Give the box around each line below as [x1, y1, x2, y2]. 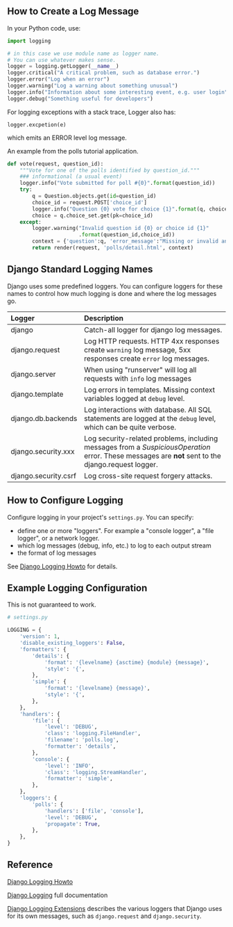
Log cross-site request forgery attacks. [84, 470, 213, 480]
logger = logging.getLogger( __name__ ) [7, 63, 119, 70]
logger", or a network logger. [17, 534, 100, 542]
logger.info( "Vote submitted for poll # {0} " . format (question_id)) [19, 180, 216, 187]
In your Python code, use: [7, 24, 81, 32]
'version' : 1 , [19, 633, 60, 640]
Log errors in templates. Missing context [84, 385, 216, 395]
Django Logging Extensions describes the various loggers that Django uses [7, 904, 223, 912]
